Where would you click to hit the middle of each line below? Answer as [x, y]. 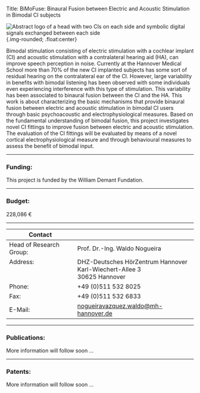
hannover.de [95, 313]
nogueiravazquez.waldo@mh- [120, 306]
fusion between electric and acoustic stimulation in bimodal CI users [90, 108]
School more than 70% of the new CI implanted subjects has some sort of [97, 70]
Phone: [19, 286]
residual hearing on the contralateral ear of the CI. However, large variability [99, 76]
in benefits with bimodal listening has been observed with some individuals [98, 82]
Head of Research [34, 244]
